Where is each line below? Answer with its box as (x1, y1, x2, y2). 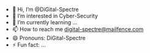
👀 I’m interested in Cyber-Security (12, 12, 98, 19)
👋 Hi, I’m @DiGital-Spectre (12, 6, 79, 13)
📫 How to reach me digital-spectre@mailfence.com (12, 26, 144, 33)
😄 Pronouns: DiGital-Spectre (12, 34, 86, 41)
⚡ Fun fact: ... (12, 41, 46, 48)
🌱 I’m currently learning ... (12, 19, 78, 26)
